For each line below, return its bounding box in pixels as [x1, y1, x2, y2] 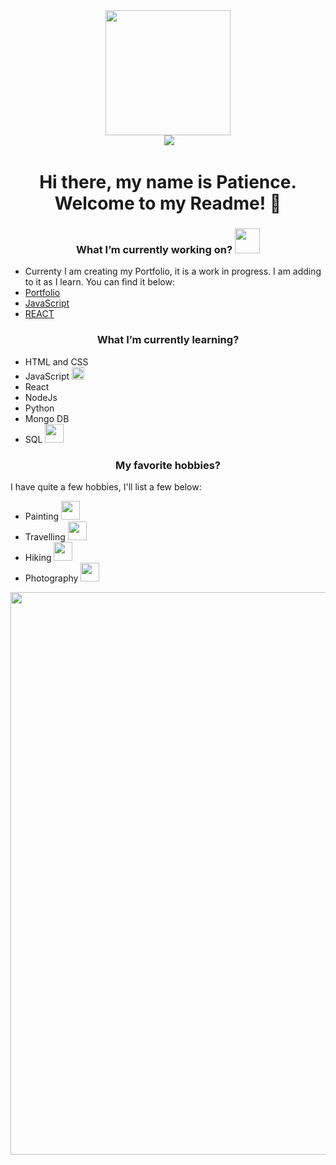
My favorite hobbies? [114, 458, 222, 472]
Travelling [24, 531, 66, 543]
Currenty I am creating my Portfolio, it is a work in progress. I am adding [24, 265, 322, 278]
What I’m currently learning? [96, 333, 240, 347]
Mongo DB [24, 412, 70, 424]
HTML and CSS [24, 355, 89, 368]
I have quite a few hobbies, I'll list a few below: [10, 481, 202, 493]
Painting [24, 510, 60, 523]
